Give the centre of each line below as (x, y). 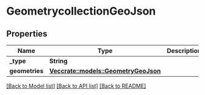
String (59, 61)
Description (184, 51)
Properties (27, 34)
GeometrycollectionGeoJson (81, 11)
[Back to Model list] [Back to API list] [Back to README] (76, 86)
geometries (27, 71)
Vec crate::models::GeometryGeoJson (105, 71)
